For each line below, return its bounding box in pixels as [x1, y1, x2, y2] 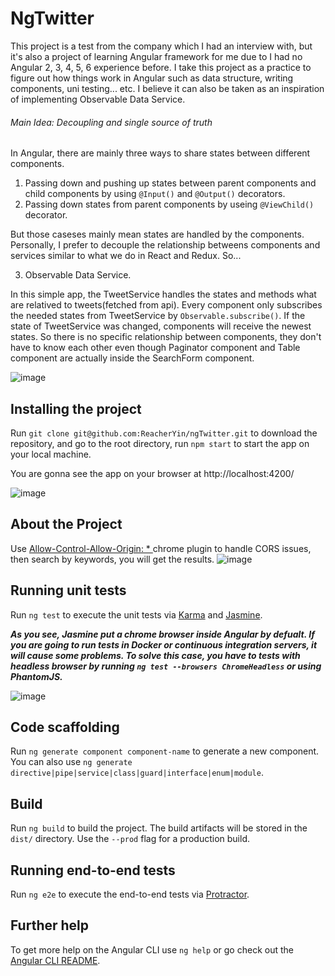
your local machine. [10, 448, 92, 460]
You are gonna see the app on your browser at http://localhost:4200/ [10, 467, 295, 479]
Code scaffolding [10, 718, 120, 736]
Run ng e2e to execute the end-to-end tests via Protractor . [10, 888, 250, 901]
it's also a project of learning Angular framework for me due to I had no [10, 50, 303, 62]
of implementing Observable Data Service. [10, 93, 186, 105]
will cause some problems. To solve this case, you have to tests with [10, 649, 301, 661]
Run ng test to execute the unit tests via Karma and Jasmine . [10, 608, 263, 621]
